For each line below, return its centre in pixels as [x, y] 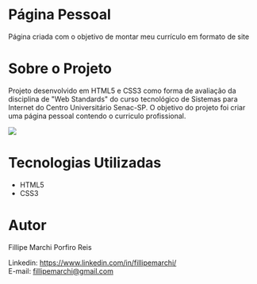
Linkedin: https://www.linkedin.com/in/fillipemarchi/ [92, 263]
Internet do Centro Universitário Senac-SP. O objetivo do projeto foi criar [127, 107]
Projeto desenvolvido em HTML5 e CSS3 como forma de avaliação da [122, 90]
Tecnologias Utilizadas [85, 163]
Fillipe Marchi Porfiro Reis [50, 247]
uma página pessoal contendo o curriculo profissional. [97, 116]
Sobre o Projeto [60, 69]
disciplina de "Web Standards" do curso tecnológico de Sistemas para [123, 99]
